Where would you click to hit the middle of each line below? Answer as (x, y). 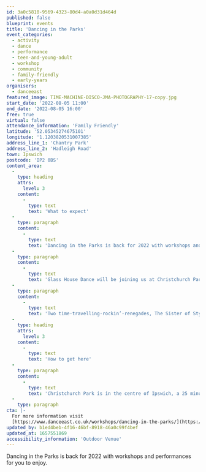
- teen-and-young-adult (42, 58)
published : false (29, 18)
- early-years (30, 80)
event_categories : (30, 35)
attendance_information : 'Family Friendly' (63, 126)
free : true (20, 114)
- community (27, 69)
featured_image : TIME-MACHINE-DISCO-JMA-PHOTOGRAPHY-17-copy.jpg (91, 97)
